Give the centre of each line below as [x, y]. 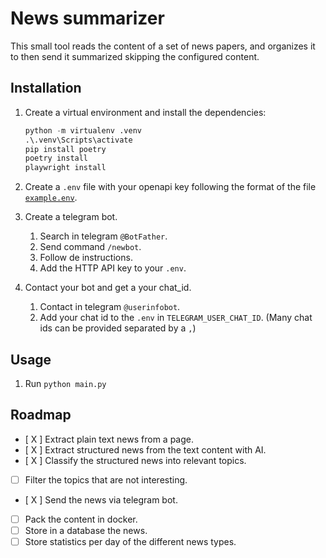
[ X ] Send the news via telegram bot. [101, 499]
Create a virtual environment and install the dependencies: [145, 112]
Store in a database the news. [86, 530]
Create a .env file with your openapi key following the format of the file [170, 187]
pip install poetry [65, 149]
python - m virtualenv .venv [83, 130]
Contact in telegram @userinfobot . [110, 307]
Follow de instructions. [86, 258]
